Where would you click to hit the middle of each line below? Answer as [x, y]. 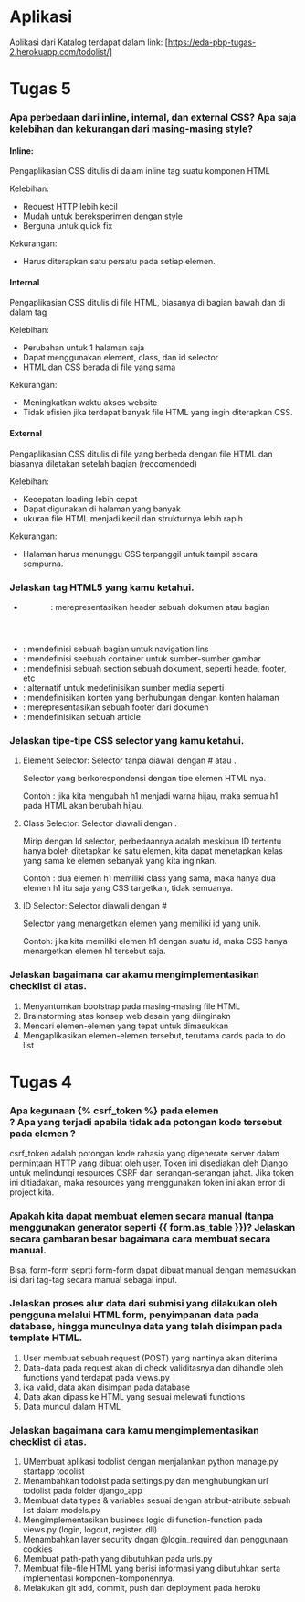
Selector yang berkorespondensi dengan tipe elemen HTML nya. [144, 779]
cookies [37, 1549]
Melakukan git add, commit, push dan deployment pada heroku [142, 1587]
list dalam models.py [61, 1510]
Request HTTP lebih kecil [70, 207]
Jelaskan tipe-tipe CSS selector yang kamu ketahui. [127, 740]
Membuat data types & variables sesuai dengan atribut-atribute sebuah [157, 1500]
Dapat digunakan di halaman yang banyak [101, 509]
